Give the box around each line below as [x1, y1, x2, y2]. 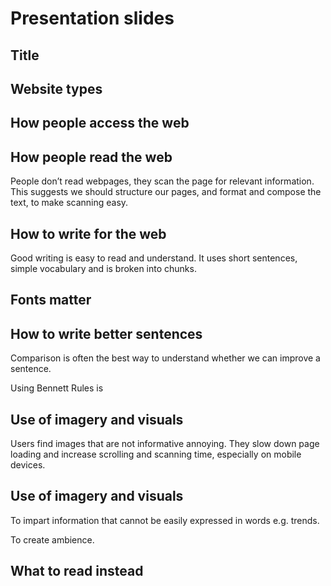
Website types [10, 80, 103, 97]
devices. [10, 459, 46, 471]
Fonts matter [10, 292, 92, 309]
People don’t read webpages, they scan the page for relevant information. [10, 175, 315, 187]
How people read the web [10, 148, 173, 166]
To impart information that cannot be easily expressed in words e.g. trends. [10, 514, 320, 526]
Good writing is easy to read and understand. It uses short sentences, [10, 252, 298, 264]
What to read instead [10, 563, 144, 580]
